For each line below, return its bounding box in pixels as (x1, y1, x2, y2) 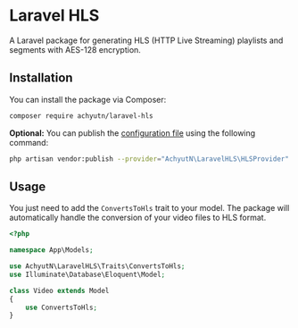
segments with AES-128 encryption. (9, 44, 141, 55)
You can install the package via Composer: (9, 94, 167, 105)
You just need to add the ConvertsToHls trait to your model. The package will (9, 203, 290, 214)
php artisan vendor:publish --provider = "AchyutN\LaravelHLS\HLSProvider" (9, 154, 290, 164)
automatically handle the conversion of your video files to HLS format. (9, 212, 267, 223)
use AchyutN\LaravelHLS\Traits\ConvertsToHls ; (9, 262, 186, 271)
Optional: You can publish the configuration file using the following (9, 127, 256, 139)
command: (9, 137, 49, 147)
